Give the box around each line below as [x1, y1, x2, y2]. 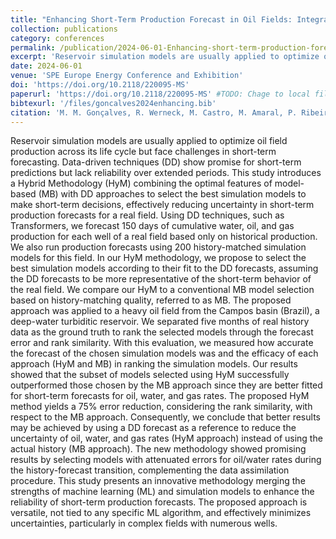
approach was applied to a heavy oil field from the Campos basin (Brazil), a [10, 305, 320, 317]
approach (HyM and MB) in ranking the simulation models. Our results [10, 358, 298, 370]
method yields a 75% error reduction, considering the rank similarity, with [10, 401, 313, 413]
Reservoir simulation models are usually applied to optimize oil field [10, 135, 288, 147]
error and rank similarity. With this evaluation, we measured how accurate [10, 337, 314, 349]
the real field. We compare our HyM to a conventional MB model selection [10, 284, 315, 296]
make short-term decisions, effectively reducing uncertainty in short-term [10, 199, 315, 211]
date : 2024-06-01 [10, 61, 83, 71]
